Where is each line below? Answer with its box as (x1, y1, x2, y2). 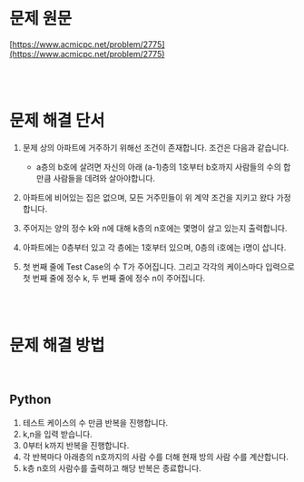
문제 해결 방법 (9, 335, 105, 356)
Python (9, 392, 52, 408)
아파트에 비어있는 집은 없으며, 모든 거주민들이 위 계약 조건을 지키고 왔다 (22, 192, 275, 202)
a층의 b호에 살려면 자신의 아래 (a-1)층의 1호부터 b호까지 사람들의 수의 (35, 161, 281, 172)
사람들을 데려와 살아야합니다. (53, 172, 156, 183)
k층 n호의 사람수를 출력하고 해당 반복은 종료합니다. (22, 462, 201, 473)
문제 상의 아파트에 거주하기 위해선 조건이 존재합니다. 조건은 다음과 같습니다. (22, 142, 289, 152)
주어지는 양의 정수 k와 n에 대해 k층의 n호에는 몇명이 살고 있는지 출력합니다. (22, 222, 288, 233)
